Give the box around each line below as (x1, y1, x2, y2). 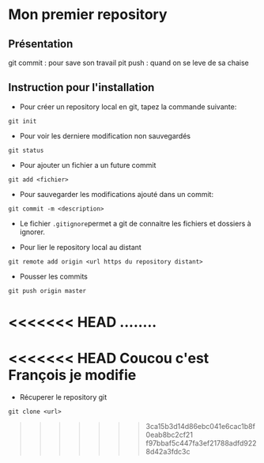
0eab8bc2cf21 (145, 430, 194, 439)
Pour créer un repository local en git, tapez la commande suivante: (19, 101, 237, 112)
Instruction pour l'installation (8, 81, 155, 94)
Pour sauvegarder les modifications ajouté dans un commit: (19, 189, 214, 199)
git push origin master (8, 287, 87, 294)
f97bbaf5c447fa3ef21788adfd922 (145, 438, 257, 448)
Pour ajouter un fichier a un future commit (19, 160, 157, 169)
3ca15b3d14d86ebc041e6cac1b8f (145, 421, 255, 431)
